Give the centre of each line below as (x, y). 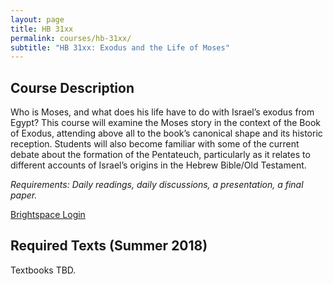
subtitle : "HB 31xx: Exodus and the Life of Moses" (120, 47)
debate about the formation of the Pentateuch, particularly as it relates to (160, 155)
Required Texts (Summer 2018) (109, 246)
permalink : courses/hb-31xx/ (71, 38)
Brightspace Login (48, 215)
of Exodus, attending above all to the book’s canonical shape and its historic (166, 133)
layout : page (37, 19)
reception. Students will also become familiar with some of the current (155, 144)
